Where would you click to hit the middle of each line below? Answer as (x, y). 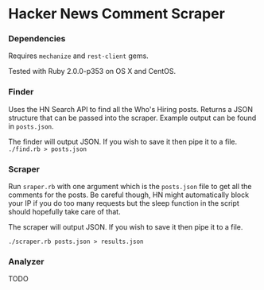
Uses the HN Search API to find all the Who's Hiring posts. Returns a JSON (130, 109)
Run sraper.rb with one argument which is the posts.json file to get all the (130, 187)
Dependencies (37, 39)
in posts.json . (31, 126)
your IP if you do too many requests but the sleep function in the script (124, 203)
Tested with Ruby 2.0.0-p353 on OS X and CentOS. (92, 72)
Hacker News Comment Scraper (116, 14)
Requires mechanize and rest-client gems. (78, 56)
